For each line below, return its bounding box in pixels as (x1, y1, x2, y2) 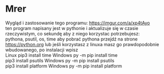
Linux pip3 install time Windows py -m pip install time (5, 52, 118, 58)
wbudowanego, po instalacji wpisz (5, 47, 78, 53)
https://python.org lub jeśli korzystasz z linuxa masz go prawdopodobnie (5, 41, 159, 47)
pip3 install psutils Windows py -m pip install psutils (5, 57, 114, 63)
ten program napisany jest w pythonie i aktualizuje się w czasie (5, 25, 138, 31)
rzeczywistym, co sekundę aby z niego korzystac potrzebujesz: (5, 30, 140, 36)
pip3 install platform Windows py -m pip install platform (5, 63, 122, 69)
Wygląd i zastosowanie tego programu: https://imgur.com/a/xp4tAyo (5, 20, 150, 26)
